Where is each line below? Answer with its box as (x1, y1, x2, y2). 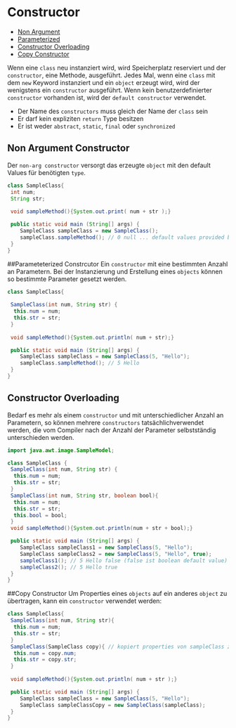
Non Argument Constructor (7, 142, 130, 155)
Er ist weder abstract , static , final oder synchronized (17, 122, 176, 130)
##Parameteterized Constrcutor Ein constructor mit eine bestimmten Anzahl (7, 259, 228, 268)
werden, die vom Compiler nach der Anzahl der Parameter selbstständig (7, 426, 216, 434)
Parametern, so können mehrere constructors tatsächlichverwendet (7, 418, 204, 427)
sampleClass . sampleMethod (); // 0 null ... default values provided (20, 233, 225, 241)
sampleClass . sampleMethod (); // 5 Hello (20, 360, 140, 367)
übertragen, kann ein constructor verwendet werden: (7, 597, 162, 605)
